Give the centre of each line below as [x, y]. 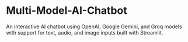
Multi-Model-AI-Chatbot [67, 11]
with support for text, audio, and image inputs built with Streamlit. [85, 32]
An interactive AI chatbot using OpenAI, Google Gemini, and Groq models [94, 26]
